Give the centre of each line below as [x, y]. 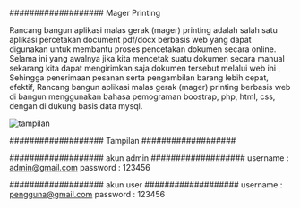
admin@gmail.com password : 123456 [80, 167]
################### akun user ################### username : [146, 185]
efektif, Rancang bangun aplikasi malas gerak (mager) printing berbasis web [150, 87]
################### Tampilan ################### [123, 141]
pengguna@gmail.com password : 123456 [87, 194]
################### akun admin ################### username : [149, 158]
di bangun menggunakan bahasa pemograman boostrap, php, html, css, [142, 96]
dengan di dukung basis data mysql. [76, 106]
